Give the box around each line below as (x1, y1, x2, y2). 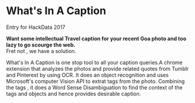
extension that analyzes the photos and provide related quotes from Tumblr (6, 65, 189, 72)
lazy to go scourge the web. (6, 41, 75, 48)
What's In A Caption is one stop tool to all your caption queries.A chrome (6, 59, 183, 66)
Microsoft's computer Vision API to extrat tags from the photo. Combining (6, 78, 185, 85)
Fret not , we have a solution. (6, 47, 77, 54)
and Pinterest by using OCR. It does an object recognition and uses (6, 71, 169, 78)
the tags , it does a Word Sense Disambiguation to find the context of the (6, 84, 183, 91)
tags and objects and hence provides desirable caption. (6, 90, 141, 97)
